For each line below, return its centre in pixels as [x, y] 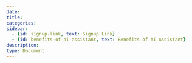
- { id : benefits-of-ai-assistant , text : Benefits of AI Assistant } [99, 40]
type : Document [26, 51]
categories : [21, 23]
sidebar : [17, 28]
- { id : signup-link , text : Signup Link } [63, 34]
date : [13, 12]
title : [15, 17]
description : [23, 46]
